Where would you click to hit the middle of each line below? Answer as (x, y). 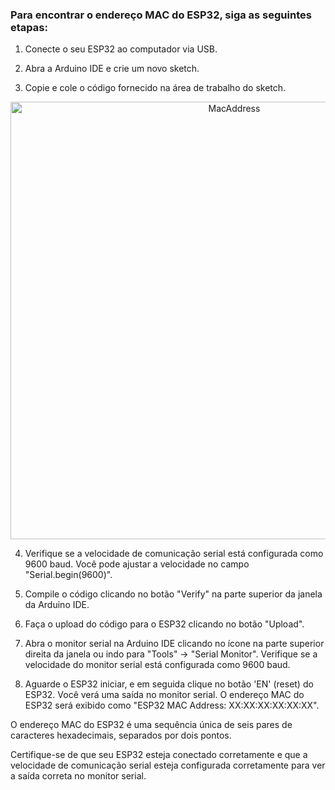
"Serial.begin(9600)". (68, 575)
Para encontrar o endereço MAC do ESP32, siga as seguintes (161, 15)
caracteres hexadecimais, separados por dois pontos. (121, 735)
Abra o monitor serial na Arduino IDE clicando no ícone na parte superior (174, 644)
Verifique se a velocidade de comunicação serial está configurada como (174, 554)
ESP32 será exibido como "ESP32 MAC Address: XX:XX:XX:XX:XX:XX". (172, 705)
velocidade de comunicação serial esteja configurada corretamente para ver (168, 765)
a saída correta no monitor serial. (78, 776)
